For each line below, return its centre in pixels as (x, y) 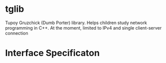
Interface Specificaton (52, 53)
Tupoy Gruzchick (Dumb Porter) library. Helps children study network (76, 23)
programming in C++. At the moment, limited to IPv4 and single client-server (83, 28)
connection (17, 33)
